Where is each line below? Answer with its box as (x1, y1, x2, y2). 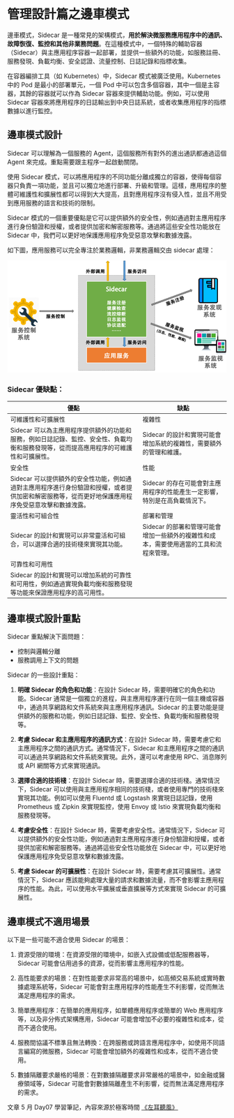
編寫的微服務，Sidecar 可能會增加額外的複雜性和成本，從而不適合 (23, 1047, 212, 1055)
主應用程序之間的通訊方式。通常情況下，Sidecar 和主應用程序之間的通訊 (17, 744, 225, 752)
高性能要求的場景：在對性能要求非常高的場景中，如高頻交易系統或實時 (17, 974, 219, 982)
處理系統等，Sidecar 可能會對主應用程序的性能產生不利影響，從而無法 (23, 982, 225, 991)
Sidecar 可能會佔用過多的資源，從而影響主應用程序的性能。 (17, 959, 188, 967)
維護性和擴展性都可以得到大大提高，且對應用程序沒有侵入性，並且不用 (19, 190, 221, 198)
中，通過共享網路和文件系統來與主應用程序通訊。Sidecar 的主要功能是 (17, 703, 219, 712)
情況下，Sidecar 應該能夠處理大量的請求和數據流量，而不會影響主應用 (17, 876, 219, 884)
